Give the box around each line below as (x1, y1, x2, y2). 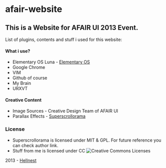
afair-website (5, 3, 62, 15)
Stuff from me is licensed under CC (12, 148, 85, 154)
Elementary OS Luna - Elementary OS (12, 59, 90, 65)
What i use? (5, 48, 30, 54)
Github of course (12, 75, 47, 81)
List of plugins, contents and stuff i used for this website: (5, 36, 122, 42)
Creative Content (5, 97, 41, 103)
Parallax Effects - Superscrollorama (12, 113, 86, 119)
